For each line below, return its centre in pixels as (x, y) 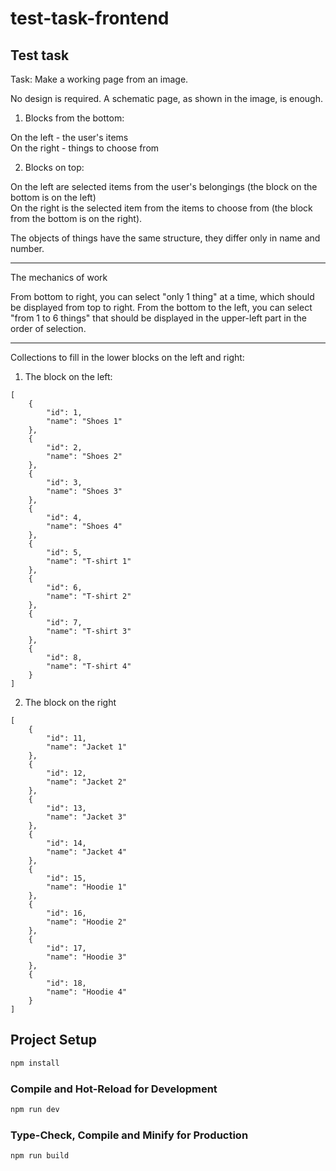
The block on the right (70, 702)
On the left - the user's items (69, 137)
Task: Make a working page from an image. (99, 79)
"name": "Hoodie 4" (87, 992)
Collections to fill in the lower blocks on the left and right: (127, 357)
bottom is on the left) (53, 197)
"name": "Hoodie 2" (87, 922)
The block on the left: (68, 376)
